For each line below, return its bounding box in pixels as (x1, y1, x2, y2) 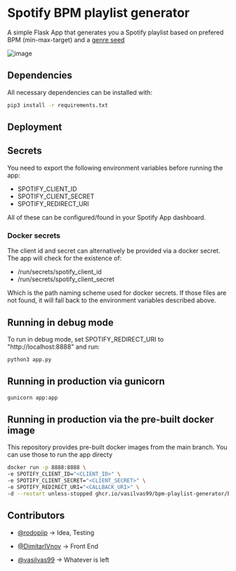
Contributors (7, 510, 65, 522)
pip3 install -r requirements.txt (7, 102, 109, 109)
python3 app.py (7, 356, 52, 363)
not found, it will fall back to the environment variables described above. (7, 296, 216, 304)
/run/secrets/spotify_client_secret (17, 275, 114, 283)
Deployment (7, 121, 63, 133)
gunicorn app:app (7, 394, 58, 401)
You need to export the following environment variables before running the (7, 163, 223, 172)
